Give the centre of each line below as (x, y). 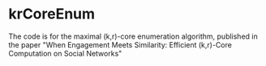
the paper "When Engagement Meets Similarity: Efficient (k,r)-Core (120, 44)
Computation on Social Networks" (65, 53)
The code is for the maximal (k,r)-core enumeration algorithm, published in (133, 36)
